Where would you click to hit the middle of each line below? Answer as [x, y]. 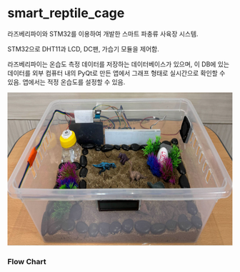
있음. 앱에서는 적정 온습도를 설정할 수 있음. [66, 82]
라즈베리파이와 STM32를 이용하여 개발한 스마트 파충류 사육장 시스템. [103, 34]
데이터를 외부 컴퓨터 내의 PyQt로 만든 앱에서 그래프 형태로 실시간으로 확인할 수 [116, 73]
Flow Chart [27, 261]
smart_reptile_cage [66, 13]
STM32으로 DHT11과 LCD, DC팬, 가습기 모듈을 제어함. [83, 49]
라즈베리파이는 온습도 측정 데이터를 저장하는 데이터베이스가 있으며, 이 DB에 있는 [119, 64]
